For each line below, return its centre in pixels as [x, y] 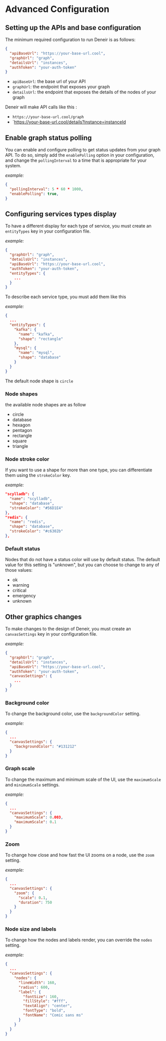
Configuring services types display [61, 214]
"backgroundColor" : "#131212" [45, 746]
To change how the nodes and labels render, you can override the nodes [79, 940]
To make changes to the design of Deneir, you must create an [68, 629]
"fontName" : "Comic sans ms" [53, 1015]
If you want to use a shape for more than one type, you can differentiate [79, 470]
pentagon [22, 430]
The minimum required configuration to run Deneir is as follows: [70, 39]
